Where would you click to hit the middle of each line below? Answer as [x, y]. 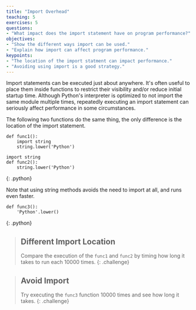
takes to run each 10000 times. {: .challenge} [75, 262]
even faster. [21, 196]
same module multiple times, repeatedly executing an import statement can [97, 102]
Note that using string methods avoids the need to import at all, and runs [94, 190]
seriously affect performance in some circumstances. [71, 108]
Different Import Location [68, 241]
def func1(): [22, 137]
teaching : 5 [21, 17]
